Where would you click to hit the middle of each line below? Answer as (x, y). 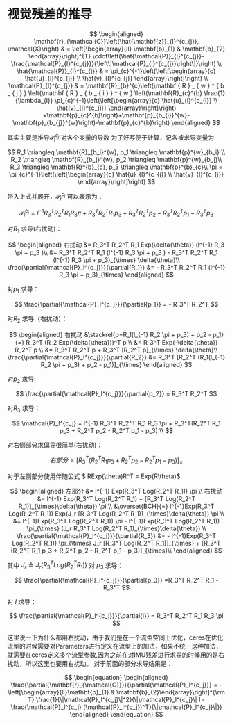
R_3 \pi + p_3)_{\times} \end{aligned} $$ (116, 275)
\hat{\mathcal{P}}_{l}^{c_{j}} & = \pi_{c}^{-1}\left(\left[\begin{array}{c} (116, 71)
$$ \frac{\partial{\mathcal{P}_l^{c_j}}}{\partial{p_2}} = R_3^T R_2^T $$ (116, 394)
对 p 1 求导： (23, 290)
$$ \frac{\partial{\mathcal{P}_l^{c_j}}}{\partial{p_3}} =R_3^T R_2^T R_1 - (116, 580)
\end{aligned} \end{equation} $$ (116, 715)
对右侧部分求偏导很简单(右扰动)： (55, 445)
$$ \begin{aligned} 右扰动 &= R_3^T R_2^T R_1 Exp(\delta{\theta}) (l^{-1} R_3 (116, 245)
